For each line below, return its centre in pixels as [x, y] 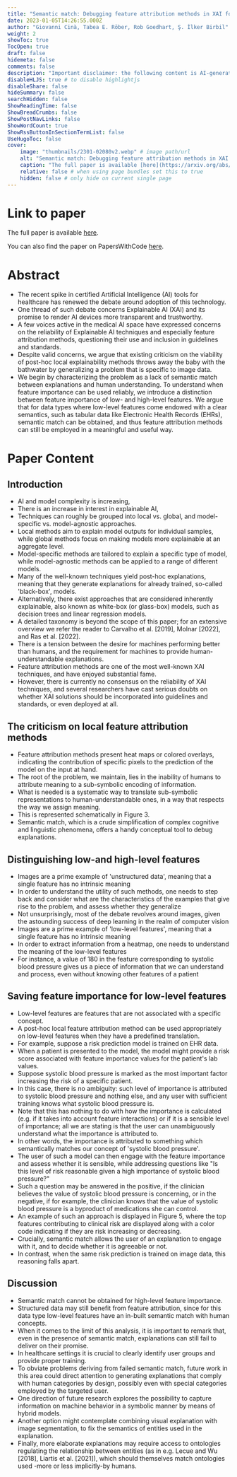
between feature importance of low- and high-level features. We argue [120, 399]
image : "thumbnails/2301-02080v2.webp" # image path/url [105, 152]
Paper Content [51, 459]
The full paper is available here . [53, 233]
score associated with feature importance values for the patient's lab [117, 1058]
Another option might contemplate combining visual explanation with [117, 1420]
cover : [17, 146]
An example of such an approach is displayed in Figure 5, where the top [122, 1216]
